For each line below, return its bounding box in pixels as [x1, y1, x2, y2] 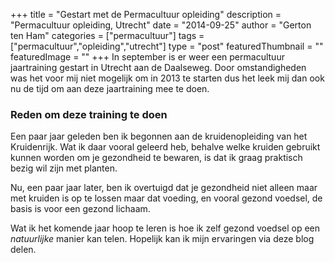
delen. [10, 244, 37, 256]
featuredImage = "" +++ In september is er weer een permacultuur [10, 51, 285, 63]
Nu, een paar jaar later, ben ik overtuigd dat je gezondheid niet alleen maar [10, 182, 318, 194]
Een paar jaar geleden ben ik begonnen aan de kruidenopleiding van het [10, 130, 308, 143]
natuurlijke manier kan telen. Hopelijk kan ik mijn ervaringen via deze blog [10, 233, 315, 245]
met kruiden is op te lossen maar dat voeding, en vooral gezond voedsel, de [10, 192, 323, 204]
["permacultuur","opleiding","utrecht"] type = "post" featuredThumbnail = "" [10, 40, 324, 52]
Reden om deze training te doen [10, 107, 168, 121]
